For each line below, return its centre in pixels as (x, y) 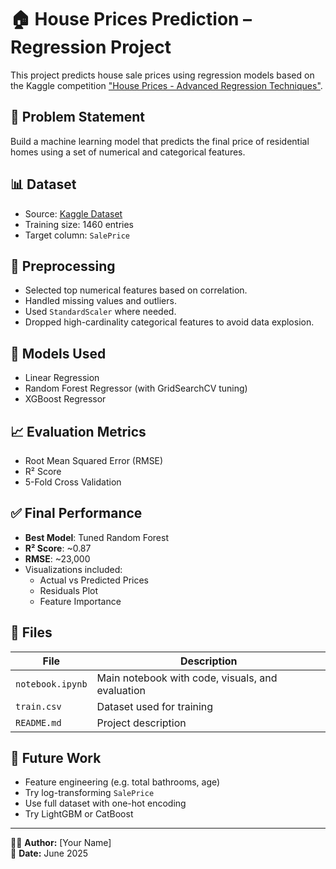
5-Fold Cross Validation (73, 482)
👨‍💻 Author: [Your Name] (61, 843)
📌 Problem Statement (78, 117)
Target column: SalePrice (77, 235)
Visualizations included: (73, 569)
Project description (141, 723)
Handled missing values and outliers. (100, 301)
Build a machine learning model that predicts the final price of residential (160, 141)
